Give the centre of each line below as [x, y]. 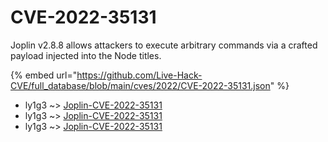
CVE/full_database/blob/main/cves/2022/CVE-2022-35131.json [140, 85]
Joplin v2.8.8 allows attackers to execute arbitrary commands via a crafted [164, 45]
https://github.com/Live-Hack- [139, 75]
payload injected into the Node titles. [86, 55]
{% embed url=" [44, 75]
